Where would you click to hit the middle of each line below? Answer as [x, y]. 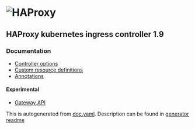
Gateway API [30, 103]
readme [15, 120]
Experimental [23, 89]
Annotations [29, 76]
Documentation [29, 51]
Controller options [36, 63]
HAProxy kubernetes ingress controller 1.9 [85, 34]
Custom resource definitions [49, 70]
